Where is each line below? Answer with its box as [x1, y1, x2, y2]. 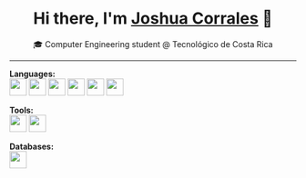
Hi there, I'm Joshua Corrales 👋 [33, 8, 273, 29]
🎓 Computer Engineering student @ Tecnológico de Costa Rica [33, 38, 273, 49]
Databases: [9, 141, 55, 152]
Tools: [9, 104, 34, 115]
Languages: [9, 68, 56, 79]
